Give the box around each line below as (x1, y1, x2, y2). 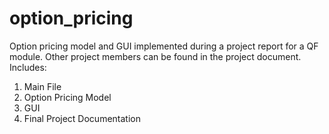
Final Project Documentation (23, 112, 141, 124)
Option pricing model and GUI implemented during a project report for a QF (9, 40, 319, 52)
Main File (23, 80, 62, 92)
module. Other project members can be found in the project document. (9, 50, 302, 62)
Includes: (9, 61, 47, 73)
